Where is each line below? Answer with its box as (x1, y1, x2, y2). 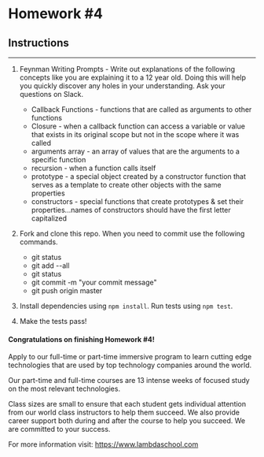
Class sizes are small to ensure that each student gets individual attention (8, 399, 247, 409)
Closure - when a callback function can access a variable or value (31, 121, 246, 131)
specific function (31, 155, 86, 164)
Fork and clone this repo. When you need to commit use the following (19, 229, 245, 238)
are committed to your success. (8, 425, 111, 434)
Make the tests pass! (19, 317, 87, 325)
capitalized (31, 214, 68, 223)
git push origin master (31, 286, 103, 295)
